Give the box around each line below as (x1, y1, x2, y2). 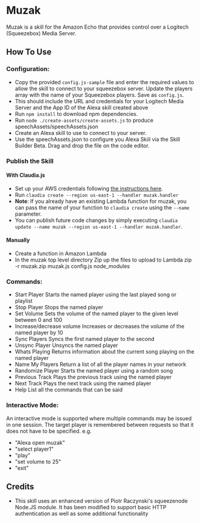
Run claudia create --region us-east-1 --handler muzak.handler (14, 191, 179, 198)
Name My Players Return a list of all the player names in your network (14, 361, 187, 368)
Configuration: (6, 65, 50, 73)
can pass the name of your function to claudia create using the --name (14, 204, 190, 211)
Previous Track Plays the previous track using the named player (14, 374, 172, 381)
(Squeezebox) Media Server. (6, 29, 76, 36)
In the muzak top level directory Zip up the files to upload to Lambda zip (14, 256, 192, 263)
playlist (14, 297, 33, 304)
